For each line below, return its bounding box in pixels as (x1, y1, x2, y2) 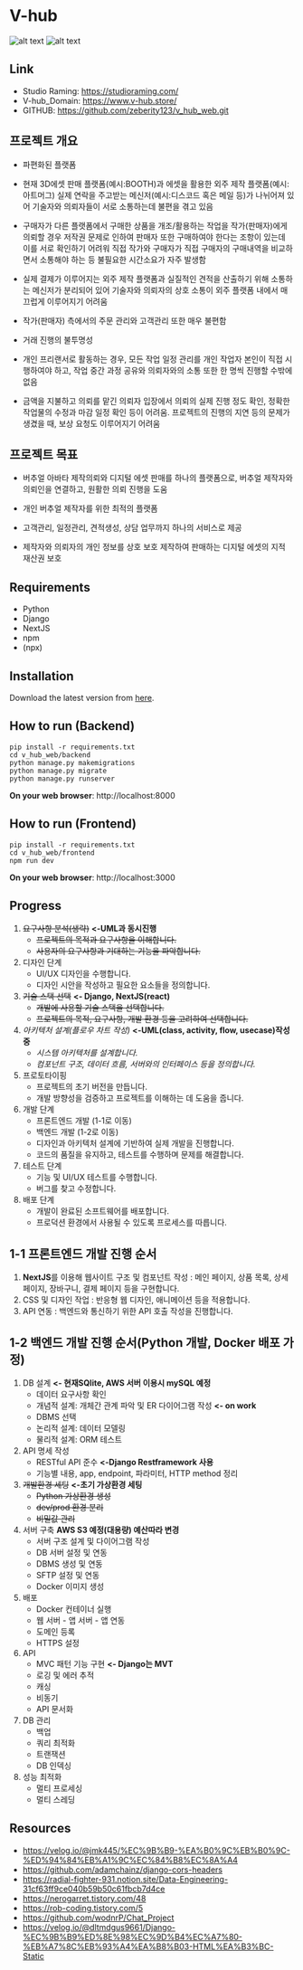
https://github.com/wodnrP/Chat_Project (22, 1912, 175, 1923)
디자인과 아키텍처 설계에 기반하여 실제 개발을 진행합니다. (35, 1138, 235, 1149)
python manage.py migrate (9, 766, 107, 775)
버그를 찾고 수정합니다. (35, 1183, 117, 1194)
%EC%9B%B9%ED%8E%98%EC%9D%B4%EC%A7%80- (22, 1931, 242, 1942)
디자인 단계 (22, 957, 62, 968)
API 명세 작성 (22, 1445, 70, 1456)
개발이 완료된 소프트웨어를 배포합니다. (35, 1206, 170, 1217)
